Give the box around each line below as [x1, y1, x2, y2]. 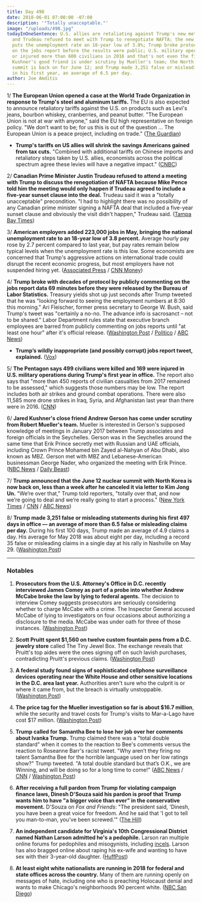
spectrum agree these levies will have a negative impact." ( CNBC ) [15, 161, 178, 168]
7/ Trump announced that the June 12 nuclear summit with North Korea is [7, 477, 193, 485]
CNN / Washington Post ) [15, 773, 76, 780]
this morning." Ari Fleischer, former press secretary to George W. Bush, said [7, 303, 193, 311]
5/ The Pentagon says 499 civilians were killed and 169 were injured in [7, 365, 184, 372]
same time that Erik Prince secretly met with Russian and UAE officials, [7, 440, 181, 448]
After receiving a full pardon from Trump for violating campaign [15, 785, 177, 792]
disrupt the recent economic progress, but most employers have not [7, 260, 175, 267]
